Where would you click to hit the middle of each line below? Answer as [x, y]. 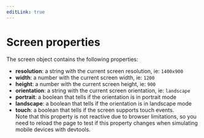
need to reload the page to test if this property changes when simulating [106, 123]
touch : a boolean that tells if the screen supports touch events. [95, 110]
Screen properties [53, 42]
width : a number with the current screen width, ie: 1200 [85, 78]
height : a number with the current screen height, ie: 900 [85, 84]
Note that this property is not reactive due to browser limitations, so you [106, 116]
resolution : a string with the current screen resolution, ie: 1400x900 [99, 71]
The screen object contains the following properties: [73, 59]
